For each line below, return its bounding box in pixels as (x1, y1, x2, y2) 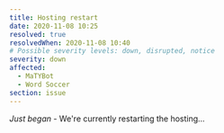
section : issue (9, 88, 67, 97)
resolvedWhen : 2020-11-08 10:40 (9, 38, 130, 48)
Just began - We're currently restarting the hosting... (9, 113, 205, 124)
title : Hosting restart (9, 13, 99, 22)
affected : (9, 64, 47, 73)
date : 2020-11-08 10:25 (9, 22, 99, 31)
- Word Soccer (17, 80, 70, 89)
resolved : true (9, 30, 67, 39)
